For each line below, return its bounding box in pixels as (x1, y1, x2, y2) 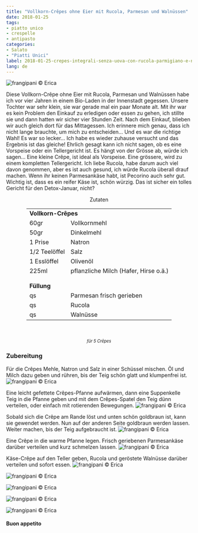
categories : (6, 42, 35, 48)
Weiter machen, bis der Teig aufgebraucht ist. (6, 425, 117, 433)
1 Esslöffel (29, 257, 59, 266)
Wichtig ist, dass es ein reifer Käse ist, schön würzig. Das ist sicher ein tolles (6, 178, 192, 186)
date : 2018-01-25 (6, 14, 49, 20)
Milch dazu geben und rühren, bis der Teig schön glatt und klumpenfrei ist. (6, 372, 187, 379)
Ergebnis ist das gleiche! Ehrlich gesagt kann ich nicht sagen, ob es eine (6, 141, 181, 148)
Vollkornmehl (70, 219, 107, 227)
